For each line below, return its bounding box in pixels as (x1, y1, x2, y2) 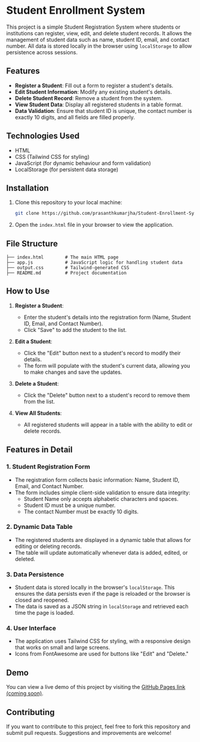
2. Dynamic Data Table (6, 523, 73, 531)
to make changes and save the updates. (23, 368, 122, 375)
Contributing (6, 707, 55, 717)
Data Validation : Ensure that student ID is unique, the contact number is (14, 107, 192, 114)
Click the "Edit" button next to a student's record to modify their (23, 349, 181, 356)
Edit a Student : (14, 338, 53, 345)
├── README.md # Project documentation (6, 270, 127, 276)
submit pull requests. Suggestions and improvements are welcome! (6, 729, 172, 737)
